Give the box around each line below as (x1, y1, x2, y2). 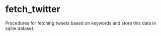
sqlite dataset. (5, 25, 35, 31)
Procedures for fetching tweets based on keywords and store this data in (5, 20, 156, 26)
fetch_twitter (5, 3, 60, 15)
